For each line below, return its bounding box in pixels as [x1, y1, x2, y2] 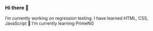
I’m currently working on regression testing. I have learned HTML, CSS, [5, 15, 149, 21]
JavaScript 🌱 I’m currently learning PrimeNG [5, 20, 94, 26]
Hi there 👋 [5, 4, 29, 11]
